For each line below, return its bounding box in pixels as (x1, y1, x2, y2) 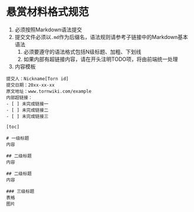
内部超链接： (6, 94, 33, 100)
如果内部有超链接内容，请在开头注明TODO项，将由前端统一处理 (23, 56, 178, 63)
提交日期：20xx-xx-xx (6, 82, 55, 88)
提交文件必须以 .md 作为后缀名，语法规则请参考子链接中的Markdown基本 (14, 33, 189, 40)
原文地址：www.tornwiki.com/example (6, 88, 92, 94)
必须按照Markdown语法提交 (14, 26, 83, 33)
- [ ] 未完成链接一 (6, 101, 49, 107)
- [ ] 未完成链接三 (6, 113, 49, 119)
